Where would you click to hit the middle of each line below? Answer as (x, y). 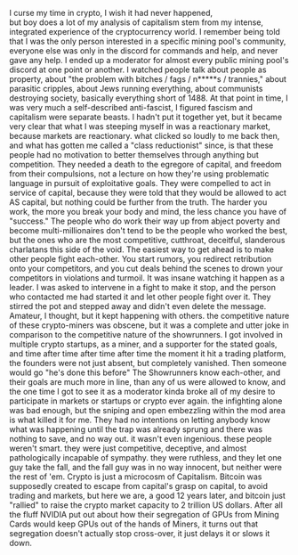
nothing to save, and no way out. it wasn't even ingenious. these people (141, 439)
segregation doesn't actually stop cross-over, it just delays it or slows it (140, 533)
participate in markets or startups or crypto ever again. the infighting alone (146, 401)
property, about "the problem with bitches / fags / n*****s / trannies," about (148, 79)
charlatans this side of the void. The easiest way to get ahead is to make (141, 249)
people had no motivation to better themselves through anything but (134, 155)
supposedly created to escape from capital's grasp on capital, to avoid (139, 486)
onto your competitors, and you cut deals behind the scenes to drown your (146, 268)
